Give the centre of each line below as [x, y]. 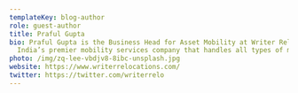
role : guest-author [45, 26]
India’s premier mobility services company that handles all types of [150, 50]
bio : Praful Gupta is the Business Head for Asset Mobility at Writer [142, 42]
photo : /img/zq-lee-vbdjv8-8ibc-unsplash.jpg [94, 58]
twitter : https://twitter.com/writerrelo [87, 75]
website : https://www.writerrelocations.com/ [94, 67]
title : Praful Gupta [47, 34]
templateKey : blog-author [57, 17]
